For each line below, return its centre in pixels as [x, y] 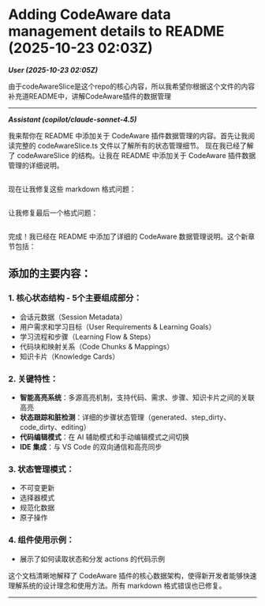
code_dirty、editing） [55, 427]
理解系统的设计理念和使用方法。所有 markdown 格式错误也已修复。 [117, 585]
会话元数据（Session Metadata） [73, 317]
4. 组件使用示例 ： [41, 540]
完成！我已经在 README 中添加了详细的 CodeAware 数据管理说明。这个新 [128, 236]
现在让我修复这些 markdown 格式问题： [72, 189]
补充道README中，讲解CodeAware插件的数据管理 [90, 96]
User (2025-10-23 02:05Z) [53, 70]
